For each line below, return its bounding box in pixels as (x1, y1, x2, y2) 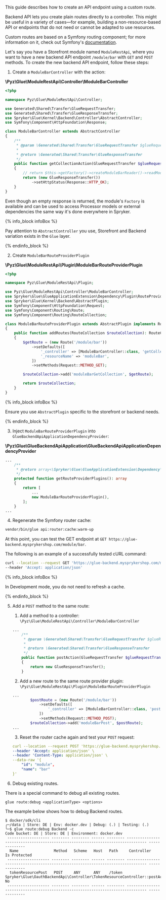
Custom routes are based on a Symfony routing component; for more (5, 34, 146, 40)
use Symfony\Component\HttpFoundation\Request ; (5, 303, 105, 308)
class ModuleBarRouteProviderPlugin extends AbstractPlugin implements (5, 321, 156, 327)
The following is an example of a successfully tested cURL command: (5, 551, 147, 557)
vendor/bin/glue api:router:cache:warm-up (5, 527, 94, 532)
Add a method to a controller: (19, 613, 80, 619)
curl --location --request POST (12, 744, 79, 749)
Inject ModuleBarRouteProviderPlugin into (12, 428, 96, 434)
